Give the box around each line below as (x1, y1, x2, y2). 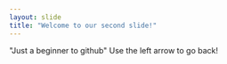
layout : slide (9, 12, 62, 22)
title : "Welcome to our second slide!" (9, 21, 158, 30)
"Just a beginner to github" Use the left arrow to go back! (9, 45, 219, 55)
